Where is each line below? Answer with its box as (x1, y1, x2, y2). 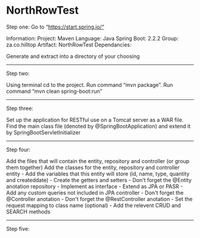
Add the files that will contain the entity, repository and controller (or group (6, 157, 190, 164)
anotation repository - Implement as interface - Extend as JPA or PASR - (6, 183, 183, 190)
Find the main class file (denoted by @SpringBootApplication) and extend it (6, 123, 191, 130)
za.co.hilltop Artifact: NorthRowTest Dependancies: (6, 41, 132, 48)
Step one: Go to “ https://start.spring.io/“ (6, 23, 104, 30)
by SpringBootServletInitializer (6, 129, 81, 136)
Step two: (6, 70, 30, 77)
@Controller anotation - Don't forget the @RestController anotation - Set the (6, 195, 193, 202)
